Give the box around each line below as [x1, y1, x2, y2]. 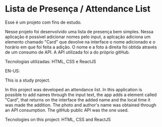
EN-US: [5, 68, 20, 73]
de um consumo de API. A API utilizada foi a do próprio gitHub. [5, 49, 130, 55]
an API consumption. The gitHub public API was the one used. [5, 107, 129, 113]
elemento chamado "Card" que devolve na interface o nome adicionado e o [5, 39, 156, 44]
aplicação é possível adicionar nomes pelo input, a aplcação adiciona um [5, 34, 151, 40]
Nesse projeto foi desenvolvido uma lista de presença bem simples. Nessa [5, 28, 154, 34]
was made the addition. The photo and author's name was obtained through [5, 102, 157, 108]
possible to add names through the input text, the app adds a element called [5, 92, 157, 98]
